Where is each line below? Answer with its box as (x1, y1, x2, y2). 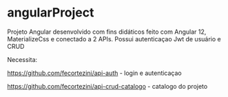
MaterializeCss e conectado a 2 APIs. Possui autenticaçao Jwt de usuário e (7, 34, 222, 43)
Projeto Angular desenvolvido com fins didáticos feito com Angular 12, (7, 28, 207, 36)
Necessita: (7, 55, 38, 63)
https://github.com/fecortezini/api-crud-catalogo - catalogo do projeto (7, 82, 208, 90)
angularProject (7, 5, 94, 21)
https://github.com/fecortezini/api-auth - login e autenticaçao (7, 69, 183, 77)
